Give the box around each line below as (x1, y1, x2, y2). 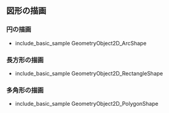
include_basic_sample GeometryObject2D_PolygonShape (15, 100, 159, 108)
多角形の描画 (6, 86, 44, 94)
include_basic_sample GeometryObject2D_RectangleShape (15, 69, 164, 77)
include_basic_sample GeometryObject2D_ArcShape (15, 39, 147, 47)
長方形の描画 (6, 56, 44, 64)
